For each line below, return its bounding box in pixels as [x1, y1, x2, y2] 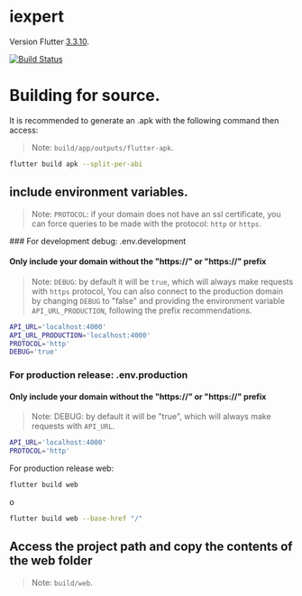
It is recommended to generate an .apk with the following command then [9, 115, 279, 125]
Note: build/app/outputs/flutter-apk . [31, 142, 174, 152]
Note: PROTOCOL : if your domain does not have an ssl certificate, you [31, 208, 281, 219]
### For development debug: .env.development [9, 235, 187, 246]
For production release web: [9, 463, 114, 474]
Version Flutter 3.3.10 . [9, 36, 90, 47]
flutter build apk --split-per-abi [9, 160, 143, 169]
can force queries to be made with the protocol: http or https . [31, 218, 262, 229]
